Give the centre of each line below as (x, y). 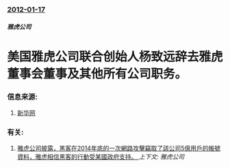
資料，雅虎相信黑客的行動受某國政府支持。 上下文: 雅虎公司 (101, 157)
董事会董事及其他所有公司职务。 (97, 74)
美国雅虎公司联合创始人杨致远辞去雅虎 (115, 57)
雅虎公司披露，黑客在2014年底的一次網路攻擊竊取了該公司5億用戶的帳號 (119, 149)
